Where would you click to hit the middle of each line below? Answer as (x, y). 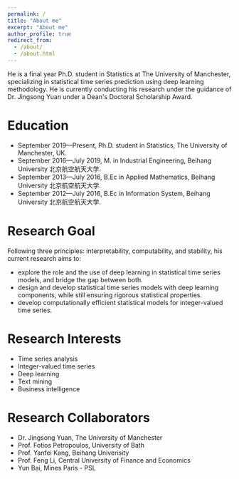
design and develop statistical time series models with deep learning (118, 287)
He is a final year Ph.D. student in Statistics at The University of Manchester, (119, 74)
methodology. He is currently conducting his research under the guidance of (119, 89)
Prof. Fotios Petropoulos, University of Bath (81, 445)
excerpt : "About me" (38, 27)
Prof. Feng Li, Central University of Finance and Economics (104, 460)
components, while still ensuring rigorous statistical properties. (110, 295)
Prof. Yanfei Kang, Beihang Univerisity (73, 453)
